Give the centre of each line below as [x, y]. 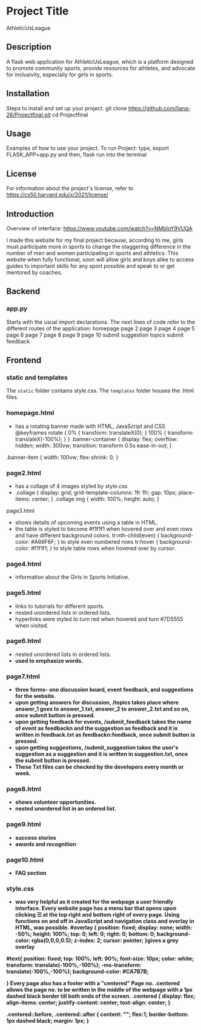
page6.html [24, 641]
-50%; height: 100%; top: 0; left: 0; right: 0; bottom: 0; [85, 934]
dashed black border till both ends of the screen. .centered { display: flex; [101, 996]
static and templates [37, 377]
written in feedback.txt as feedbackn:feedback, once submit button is [105, 735]
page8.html [24, 789]
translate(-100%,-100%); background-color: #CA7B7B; [78, 972]
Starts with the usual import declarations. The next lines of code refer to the [101, 322]
